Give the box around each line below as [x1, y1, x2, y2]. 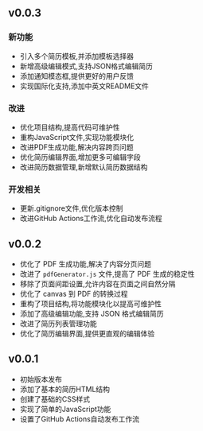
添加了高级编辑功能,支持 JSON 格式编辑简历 [19, 309, 164, 319]
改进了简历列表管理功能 [19, 319, 97, 328]
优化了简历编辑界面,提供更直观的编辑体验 [19, 329, 155, 339]
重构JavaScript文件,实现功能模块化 [19, 132, 135, 142]
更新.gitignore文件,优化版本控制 [19, 204, 123, 213]
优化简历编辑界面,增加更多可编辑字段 [19, 152, 141, 161]
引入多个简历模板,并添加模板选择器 [19, 51, 134, 60]
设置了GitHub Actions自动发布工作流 [19, 414, 140, 424]
